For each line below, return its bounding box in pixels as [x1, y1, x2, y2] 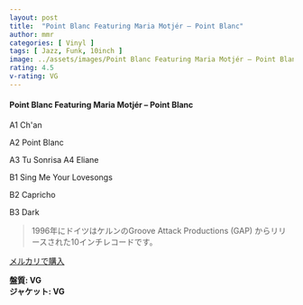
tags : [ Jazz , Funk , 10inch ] [9, 47, 124, 56]
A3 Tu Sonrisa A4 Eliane [9, 154, 99, 165]
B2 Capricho [9, 189, 56, 200]
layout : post [9, 13, 59, 22]
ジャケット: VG [9, 285, 65, 297]
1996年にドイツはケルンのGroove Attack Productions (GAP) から [31, 225, 271, 236]
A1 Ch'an [9, 119, 42, 130]
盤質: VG [9, 274, 42, 285]
